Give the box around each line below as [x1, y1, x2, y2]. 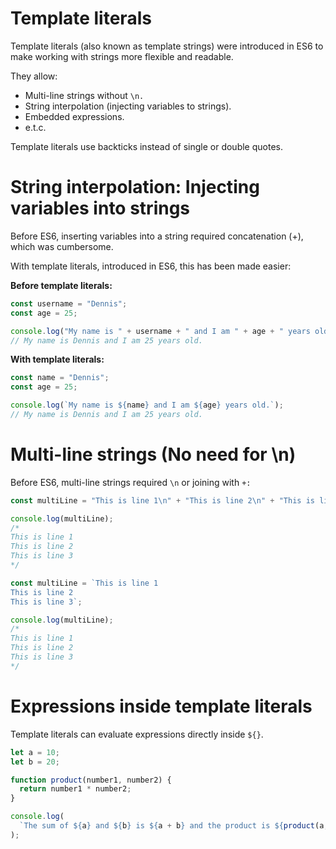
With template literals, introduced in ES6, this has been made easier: [10, 260, 292, 272]
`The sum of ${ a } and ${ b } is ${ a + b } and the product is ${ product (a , [19, 821, 329, 831]
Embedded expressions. [24, 110, 125, 122]
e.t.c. [24, 121, 47, 133]
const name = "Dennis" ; [10, 373, 110, 383]
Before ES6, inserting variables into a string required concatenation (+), [10, 230, 304, 242]
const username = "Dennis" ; [10, 298, 128, 309]
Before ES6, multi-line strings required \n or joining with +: [10, 476, 252, 488]
